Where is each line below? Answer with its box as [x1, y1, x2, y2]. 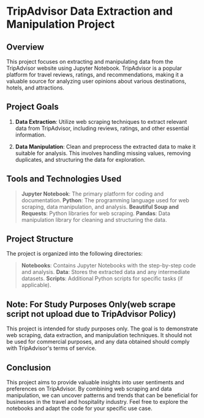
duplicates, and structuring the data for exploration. [15, 156, 146, 163]
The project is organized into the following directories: [6, 250, 143, 257]
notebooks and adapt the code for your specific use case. [6, 405, 153, 412]
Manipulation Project [6, 17, 115, 31]
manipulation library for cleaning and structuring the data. [21, 216, 167, 223]
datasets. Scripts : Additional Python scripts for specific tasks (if [21, 275, 183, 283]
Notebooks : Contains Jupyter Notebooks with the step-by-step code [21, 262, 196, 269]
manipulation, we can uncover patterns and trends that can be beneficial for [6, 392, 198, 399]
